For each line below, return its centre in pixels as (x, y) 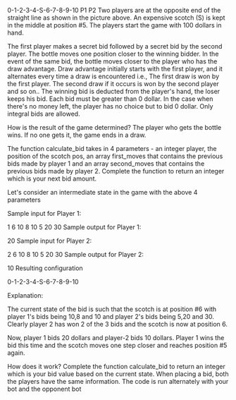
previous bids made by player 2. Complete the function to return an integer (116, 171)
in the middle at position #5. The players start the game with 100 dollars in (114, 25)
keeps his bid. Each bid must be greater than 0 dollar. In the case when (110, 99)
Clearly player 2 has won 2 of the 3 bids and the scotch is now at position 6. (117, 324)
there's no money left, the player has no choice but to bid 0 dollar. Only (110, 106)
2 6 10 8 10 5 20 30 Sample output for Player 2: (76, 254)
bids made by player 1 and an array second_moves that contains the (106, 164)
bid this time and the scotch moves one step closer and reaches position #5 (117, 345)
